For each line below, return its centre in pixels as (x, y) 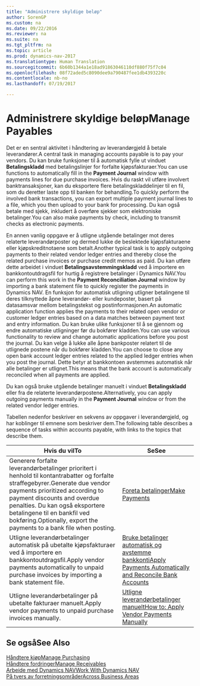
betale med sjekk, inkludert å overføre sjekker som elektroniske (84, 211)
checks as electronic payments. (45, 224)
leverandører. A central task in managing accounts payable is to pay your (95, 154)
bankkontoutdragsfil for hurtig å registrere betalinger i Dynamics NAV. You (96, 273)
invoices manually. (35, 618)
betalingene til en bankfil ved (50, 512)
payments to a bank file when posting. (62, 527)
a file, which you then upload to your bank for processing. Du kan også (93, 205)
